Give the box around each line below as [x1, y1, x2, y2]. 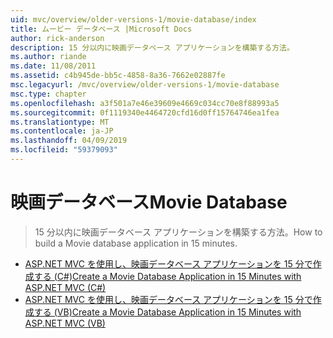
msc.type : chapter [10, 89, 87, 99]
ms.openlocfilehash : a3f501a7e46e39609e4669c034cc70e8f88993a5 [10, 98, 280, 108]
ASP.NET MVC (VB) [24, 317, 106, 329]
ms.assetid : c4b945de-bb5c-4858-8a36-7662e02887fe [10, 71, 226, 81]
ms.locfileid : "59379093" [10, 145, 118, 155]
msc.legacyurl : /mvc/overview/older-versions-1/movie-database [10, 80, 280, 90]
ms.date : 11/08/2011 [10, 61, 97, 71]
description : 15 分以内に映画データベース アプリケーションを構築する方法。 [10, 42, 295, 53]
